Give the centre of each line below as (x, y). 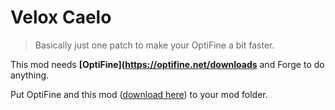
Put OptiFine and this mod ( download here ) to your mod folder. (139, 94)
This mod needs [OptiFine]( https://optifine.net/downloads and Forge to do (167, 64)
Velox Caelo (61, 17)
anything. (30, 75)
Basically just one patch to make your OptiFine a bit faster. (154, 45)
